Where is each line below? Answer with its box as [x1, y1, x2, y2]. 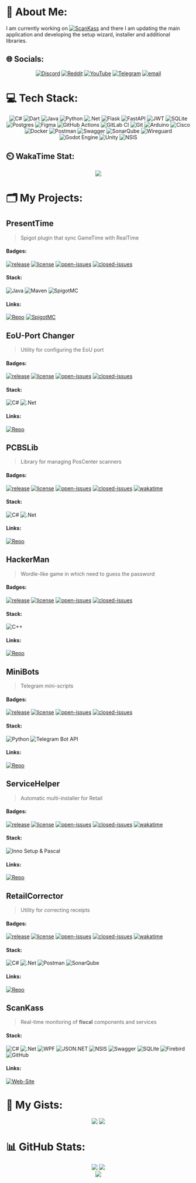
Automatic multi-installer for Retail [20, 794, 103, 801]
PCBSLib [6, 443, 39, 453]
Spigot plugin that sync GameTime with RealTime [20, 234, 139, 241]
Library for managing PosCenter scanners [20, 458, 122, 466]
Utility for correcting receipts [20, 906, 91, 914]
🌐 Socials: [6, 54, 44, 64]
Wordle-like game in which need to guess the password [20, 570, 155, 577]
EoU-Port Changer [6, 331, 75, 341]
